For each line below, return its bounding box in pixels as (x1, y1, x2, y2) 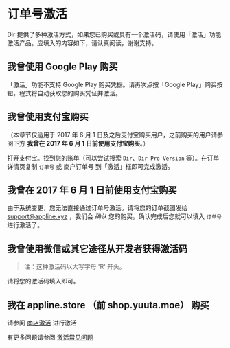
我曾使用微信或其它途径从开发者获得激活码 (7, 243, 187, 255)
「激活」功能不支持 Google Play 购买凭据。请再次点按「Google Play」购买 (7, 80, 218, 89)
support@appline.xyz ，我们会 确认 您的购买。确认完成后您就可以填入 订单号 (7, 212, 222, 220)
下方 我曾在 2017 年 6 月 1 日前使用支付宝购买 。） (12, 139, 150, 148)
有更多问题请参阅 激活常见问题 (7, 334, 93, 341)
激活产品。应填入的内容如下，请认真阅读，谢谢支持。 (7, 38, 158, 47)
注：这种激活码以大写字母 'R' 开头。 (23, 262, 126, 271)
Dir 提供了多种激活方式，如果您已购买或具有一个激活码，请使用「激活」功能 (7, 30, 222, 38)
